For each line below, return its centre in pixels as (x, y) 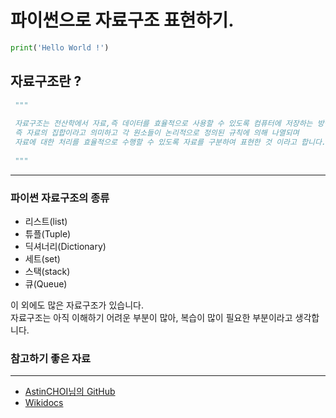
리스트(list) (46, 222)
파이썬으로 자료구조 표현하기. (122, 20)
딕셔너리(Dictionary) (65, 247)
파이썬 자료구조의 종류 (60, 198)
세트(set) (42, 259)
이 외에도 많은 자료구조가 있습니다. (77, 305)
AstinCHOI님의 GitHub (70, 392)
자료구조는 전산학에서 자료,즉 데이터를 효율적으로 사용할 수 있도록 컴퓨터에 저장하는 (163, 124)
